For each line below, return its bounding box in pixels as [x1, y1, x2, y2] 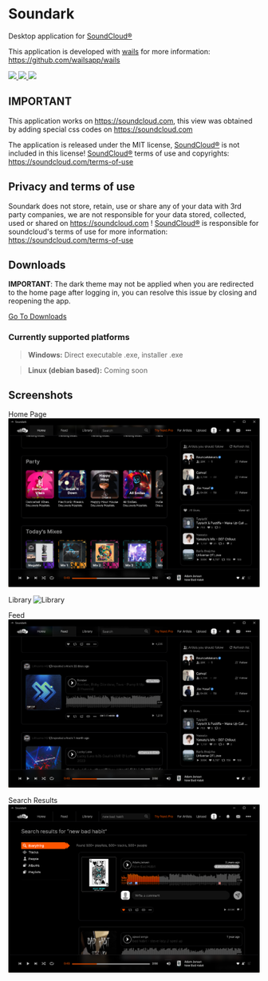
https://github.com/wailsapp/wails [8, 55, 120, 65]
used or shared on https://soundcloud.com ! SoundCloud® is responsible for [8, 218, 259, 227]
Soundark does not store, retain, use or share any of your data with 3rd [8, 201, 242, 211]
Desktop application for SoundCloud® [8, 31, 133, 41]
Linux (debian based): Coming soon [27, 365, 148, 375]
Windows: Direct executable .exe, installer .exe [27, 350, 183, 359]
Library [8, 595, 32, 604]
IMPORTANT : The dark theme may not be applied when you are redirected [8, 279, 254, 289]
